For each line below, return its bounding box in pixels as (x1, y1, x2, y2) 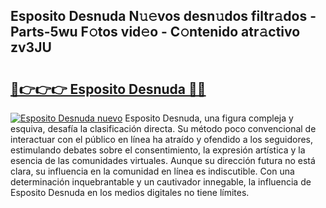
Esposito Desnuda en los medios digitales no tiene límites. (10, 187, 250, 198)
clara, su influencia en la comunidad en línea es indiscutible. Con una (10, 165, 295, 177)
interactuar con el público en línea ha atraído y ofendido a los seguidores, (10, 134, 313, 145)
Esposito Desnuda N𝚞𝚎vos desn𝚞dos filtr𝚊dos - (10, 8, 317, 25)
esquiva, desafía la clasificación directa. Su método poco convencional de (10, 123, 317, 134)
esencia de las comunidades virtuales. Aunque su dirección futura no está (10, 155, 316, 166)
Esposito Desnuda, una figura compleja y (124, 112, 294, 124)
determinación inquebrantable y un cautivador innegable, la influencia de (10, 176, 312, 188)
